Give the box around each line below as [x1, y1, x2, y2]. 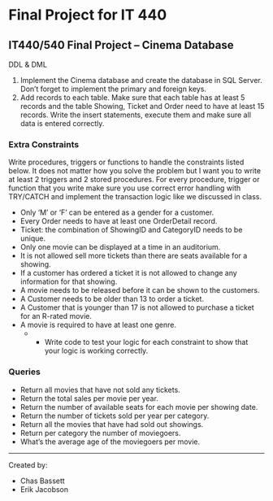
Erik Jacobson [19, 484, 69, 494]
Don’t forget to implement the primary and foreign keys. [19, 84, 207, 94]
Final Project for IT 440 [8, 6, 167, 24]
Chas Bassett [19, 476, 65, 486]
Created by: [8, 460, 48, 469]
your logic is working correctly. [44, 346, 149, 355]
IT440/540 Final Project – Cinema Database [8, 38, 234, 52]
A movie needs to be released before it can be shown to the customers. [19, 285, 260, 295]
